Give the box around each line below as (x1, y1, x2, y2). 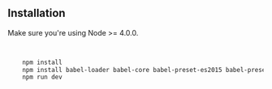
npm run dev (22, 73, 63, 82)
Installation (7, 6, 66, 20)
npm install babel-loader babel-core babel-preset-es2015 (22, 66, 222, 74)
